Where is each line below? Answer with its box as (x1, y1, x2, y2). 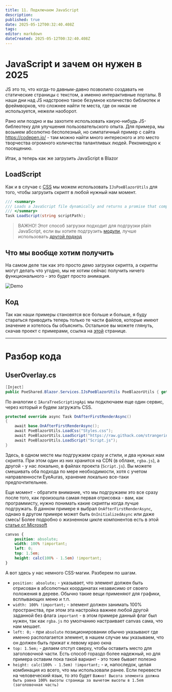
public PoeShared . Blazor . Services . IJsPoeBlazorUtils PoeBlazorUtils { (5, 389, 159, 394)
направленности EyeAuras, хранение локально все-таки (5, 473, 129, 480)
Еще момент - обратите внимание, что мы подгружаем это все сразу (5, 489, 158, 495)
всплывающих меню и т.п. (12, 596, 71, 602)
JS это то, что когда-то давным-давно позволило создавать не (5, 86, 144, 92)
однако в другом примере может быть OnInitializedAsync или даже (5, 511, 155, 517)
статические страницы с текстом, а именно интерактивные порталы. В (5, 91, 161, 98)
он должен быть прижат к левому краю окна (12, 640, 112, 646)
